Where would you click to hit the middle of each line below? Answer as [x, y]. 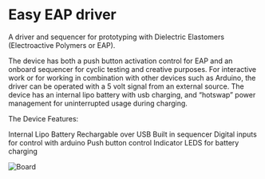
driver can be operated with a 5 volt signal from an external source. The [127, 86]
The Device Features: [44, 118]
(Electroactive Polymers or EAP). [62, 45]
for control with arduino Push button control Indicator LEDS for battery [124, 142]
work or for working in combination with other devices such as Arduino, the [132, 78]
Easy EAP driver [63, 15]
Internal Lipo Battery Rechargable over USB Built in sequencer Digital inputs [132, 134]
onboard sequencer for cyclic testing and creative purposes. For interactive [132, 69]
